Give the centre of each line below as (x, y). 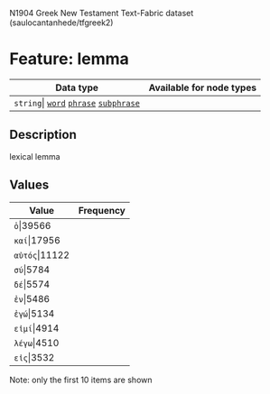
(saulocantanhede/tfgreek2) (61, 23)
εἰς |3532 (34, 357)
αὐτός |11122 (42, 254)
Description (43, 135)
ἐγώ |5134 (34, 313)
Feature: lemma (69, 59)
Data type (77, 87)
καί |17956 (37, 240)
